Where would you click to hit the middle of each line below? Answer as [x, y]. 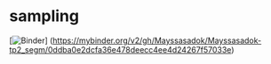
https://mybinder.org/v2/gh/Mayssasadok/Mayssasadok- [157, 40]
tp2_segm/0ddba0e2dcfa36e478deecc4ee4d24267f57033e [120, 49]
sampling [44, 16]
